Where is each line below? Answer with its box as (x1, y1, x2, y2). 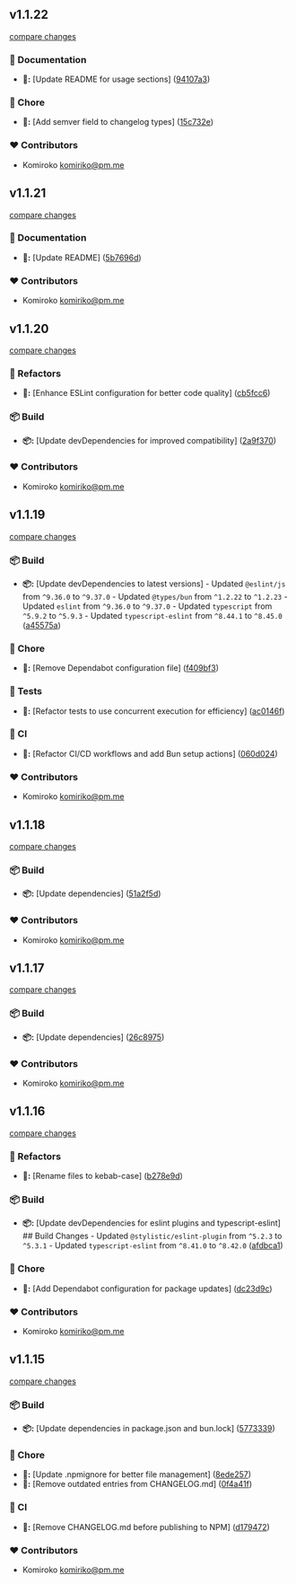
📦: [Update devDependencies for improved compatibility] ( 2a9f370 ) (22, 435, 276, 445)
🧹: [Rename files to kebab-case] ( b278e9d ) (22, 1171, 184, 1182)
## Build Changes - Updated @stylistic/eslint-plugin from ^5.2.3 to (22, 1230, 283, 1242)
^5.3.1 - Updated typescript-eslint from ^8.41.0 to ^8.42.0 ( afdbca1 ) (22, 1240, 284, 1251)
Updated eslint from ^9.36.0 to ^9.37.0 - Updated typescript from (22, 601, 273, 612)
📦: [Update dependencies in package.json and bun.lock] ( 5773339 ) (22, 1423, 275, 1434)
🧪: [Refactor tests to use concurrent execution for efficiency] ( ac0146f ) (22, 705, 285, 717)
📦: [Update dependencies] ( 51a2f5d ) (22, 888, 161, 899)
